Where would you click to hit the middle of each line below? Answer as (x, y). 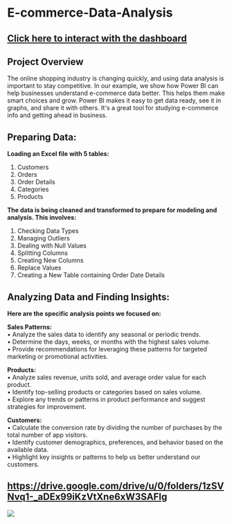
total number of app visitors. (47, 435)
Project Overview (45, 61)
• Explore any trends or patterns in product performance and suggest (106, 399)
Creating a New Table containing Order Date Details (91, 275)
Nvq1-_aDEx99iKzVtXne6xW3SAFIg (87, 497)
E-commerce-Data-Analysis (90, 13)
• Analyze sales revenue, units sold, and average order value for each (107, 377)
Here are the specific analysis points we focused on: (84, 314)
